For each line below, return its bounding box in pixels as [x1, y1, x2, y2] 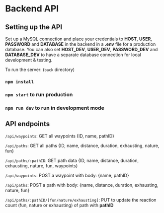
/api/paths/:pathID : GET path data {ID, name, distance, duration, [5, 157, 139, 163]
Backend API [5, 3, 59, 14]
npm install [5, 79, 34, 84]
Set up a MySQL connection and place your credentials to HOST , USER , [5, 36, 153, 42]
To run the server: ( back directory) [5, 67, 75, 72]
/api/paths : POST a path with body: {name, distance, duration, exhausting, [5, 182, 159, 188]
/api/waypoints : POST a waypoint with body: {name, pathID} [5, 172, 129, 178]
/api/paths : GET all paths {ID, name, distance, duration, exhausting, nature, [5, 142, 160, 148]
